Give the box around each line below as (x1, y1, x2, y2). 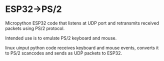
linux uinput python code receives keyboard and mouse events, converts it (5, 44, 159, 50)
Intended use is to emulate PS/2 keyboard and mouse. (5, 35, 117, 41)
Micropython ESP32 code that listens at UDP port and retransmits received (5, 20, 159, 26)
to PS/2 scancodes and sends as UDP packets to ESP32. (5, 50, 122, 56)
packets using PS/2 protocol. (5, 25, 65, 31)
